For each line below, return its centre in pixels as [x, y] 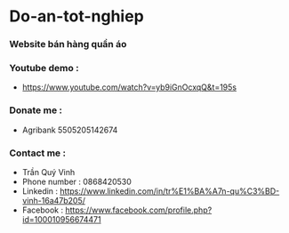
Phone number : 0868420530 [76, 181]
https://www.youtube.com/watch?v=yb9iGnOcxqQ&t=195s [129, 87]
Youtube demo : [44, 68]
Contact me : [38, 153]
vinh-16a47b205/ [54, 201]
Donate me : [36, 110]
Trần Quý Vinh [48, 172]
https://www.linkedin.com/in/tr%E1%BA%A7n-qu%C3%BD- [170, 191]
